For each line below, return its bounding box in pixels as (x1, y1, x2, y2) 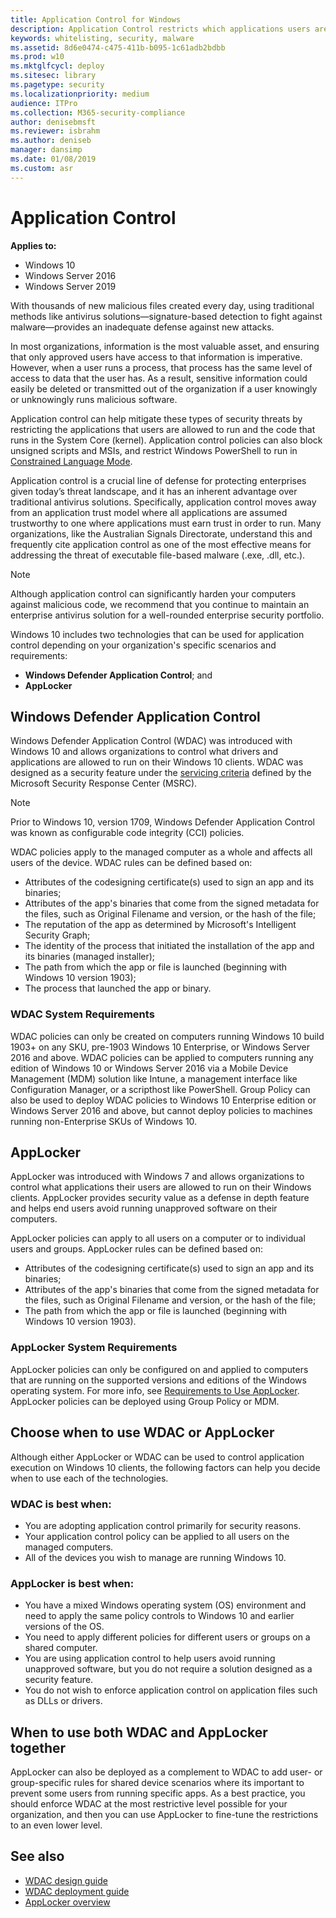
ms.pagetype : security (10, 80, 105, 90)
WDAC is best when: (10, 1497, 112, 1511)
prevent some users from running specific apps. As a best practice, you (10, 1787, 306, 1799)
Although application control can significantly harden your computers (10, 587, 297, 600)
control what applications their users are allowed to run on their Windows (10, 1181, 312, 1193)
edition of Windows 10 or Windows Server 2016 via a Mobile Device (10, 1062, 289, 1074)
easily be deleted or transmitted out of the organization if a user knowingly (10, 382, 318, 395)
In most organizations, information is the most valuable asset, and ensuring (10, 340, 320, 352)
